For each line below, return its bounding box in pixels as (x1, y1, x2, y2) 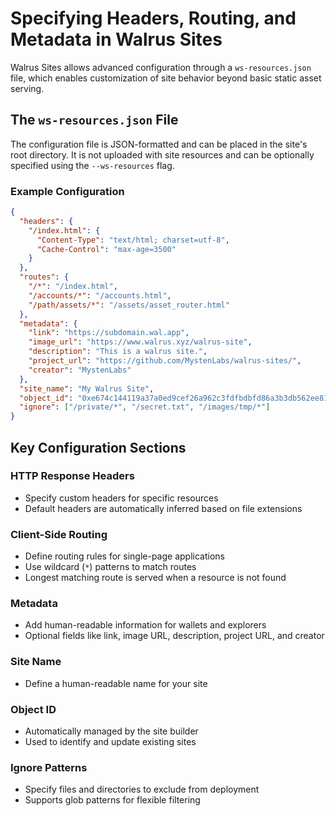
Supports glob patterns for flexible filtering (24, 794, 201, 806)
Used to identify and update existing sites (24, 736, 197, 748)
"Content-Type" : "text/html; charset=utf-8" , (36, 235, 230, 245)
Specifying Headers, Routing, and (10, 7, 297, 30)
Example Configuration (10, 184, 125, 198)
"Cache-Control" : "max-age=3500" (36, 244, 177, 254)
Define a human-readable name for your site (24, 677, 208, 689)
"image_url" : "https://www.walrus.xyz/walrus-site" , (28, 337, 253, 347)
